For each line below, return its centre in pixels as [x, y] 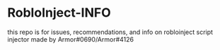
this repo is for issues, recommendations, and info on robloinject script [110, 32]
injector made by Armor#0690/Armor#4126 [71, 39]
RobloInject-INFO [59, 13]
